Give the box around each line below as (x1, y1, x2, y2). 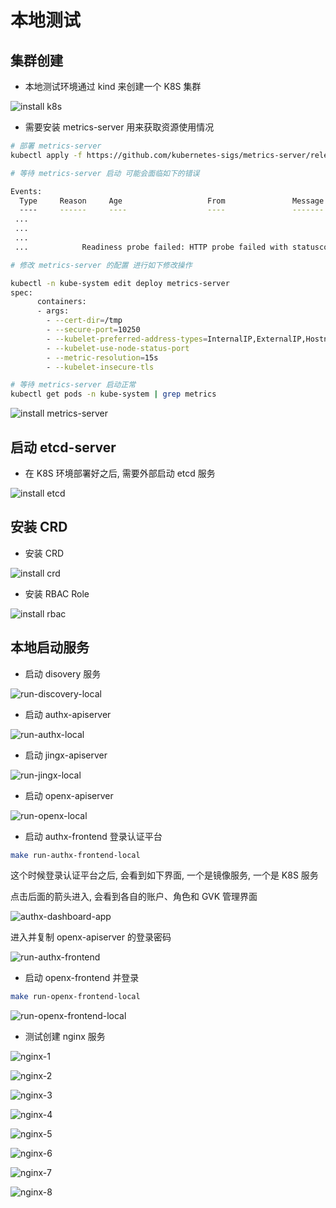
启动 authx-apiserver (24, 708, 112, 720)
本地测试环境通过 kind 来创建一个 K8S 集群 (24, 81, 202, 92)
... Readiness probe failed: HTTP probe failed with (14, 242, 288, 252)
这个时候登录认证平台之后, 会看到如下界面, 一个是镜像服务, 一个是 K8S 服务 (10, 869, 319, 881)
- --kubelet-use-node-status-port (46, 343, 190, 353)
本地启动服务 (10, 639, 90, 656)
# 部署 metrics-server (10, 141, 102, 151)
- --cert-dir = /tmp (46, 316, 123, 326)
